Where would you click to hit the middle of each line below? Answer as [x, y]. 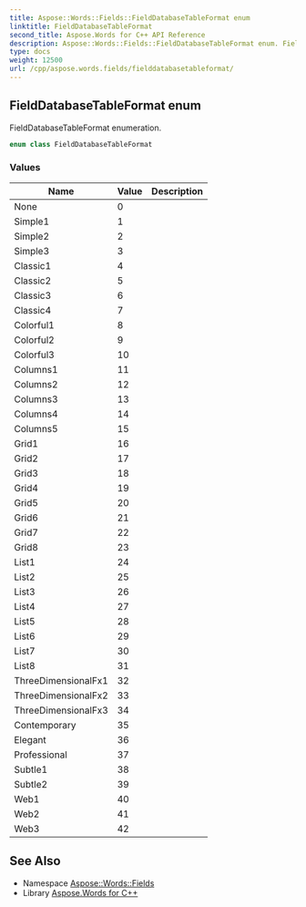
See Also [35, 861]
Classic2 [33, 281]
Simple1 [32, 222]
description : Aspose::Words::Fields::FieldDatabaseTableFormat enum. [144, 43]
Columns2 [36, 384]
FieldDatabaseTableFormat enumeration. [86, 128]
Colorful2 [34, 340]
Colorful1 [34, 325]
